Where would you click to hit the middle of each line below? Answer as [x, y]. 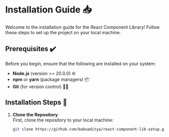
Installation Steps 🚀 [36, 102]
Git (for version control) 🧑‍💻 [41, 87]
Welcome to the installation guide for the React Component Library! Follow [82, 27]
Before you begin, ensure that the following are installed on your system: [81, 63]
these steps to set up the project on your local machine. [63, 32]
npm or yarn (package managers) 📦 [51, 79]
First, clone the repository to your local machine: [63, 120]
